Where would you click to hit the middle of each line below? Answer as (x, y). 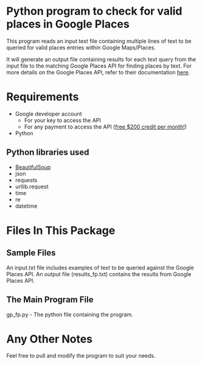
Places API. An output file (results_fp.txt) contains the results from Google (99, 274)
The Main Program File (50, 300)
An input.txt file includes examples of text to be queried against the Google (100, 268)
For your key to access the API (63, 120)
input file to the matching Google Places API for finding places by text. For (99, 66)
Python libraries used (48, 153)
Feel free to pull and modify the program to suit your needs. (81, 356)
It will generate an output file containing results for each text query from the (101, 59)
